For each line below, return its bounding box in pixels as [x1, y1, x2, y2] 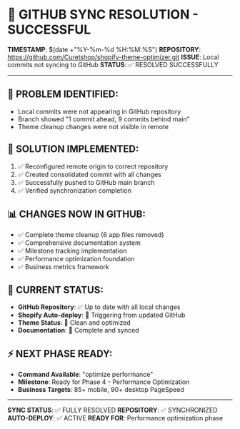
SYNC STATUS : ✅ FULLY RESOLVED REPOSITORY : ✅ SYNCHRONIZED [7, 406, 218, 414]
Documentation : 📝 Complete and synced [17, 326, 139, 335]
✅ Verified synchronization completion [17, 186, 132, 195]
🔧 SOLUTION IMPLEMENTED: [7, 143, 139, 156]
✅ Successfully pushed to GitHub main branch [17, 178, 155, 186]
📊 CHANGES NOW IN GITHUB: [7, 208, 146, 220]
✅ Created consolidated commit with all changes [17, 170, 162, 178]
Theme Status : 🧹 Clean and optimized [17, 318, 131, 327]
